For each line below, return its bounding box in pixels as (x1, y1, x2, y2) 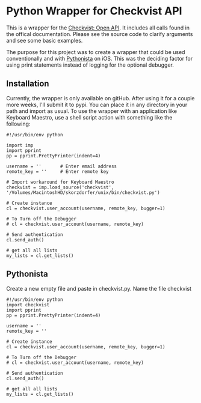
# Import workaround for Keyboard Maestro (6, 179, 114, 185)
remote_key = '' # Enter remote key (6, 168, 110, 175)
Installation (6, 79, 49, 89)
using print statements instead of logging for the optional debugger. (6, 61, 175, 68)
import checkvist (6, 301, 50, 308)
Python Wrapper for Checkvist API (6, 4, 182, 18)
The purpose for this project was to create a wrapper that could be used (6, 48, 185, 55)
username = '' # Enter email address (6, 163, 117, 169)
